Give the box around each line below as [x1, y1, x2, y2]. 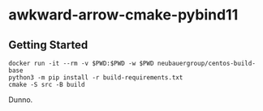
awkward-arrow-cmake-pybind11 [8, 6, 239, 24]
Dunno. [8, 95, 33, 105]
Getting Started [8, 38, 88, 52]
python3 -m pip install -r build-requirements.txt [8, 74, 183, 82]
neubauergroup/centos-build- [157, 59, 256, 67]
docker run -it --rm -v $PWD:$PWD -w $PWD [8, 59, 154, 67]
